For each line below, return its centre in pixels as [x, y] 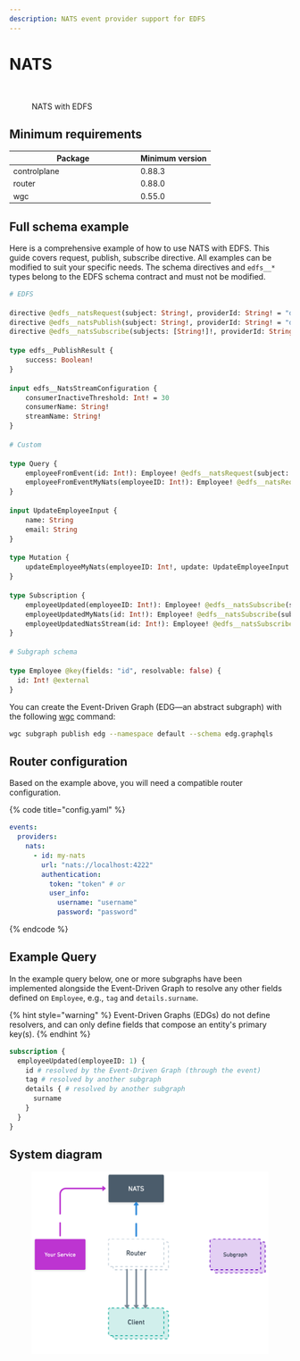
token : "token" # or [87, 884]
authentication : [71, 874]
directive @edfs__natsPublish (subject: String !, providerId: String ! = [145, 322]
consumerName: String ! [67, 407]
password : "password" [97, 912]
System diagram [56, 1155]
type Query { [33, 463]
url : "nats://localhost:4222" [97, 865]
